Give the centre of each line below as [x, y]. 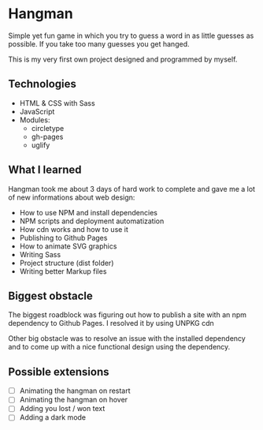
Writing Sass [40, 254]
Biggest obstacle [50, 295]
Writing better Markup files [63, 271]
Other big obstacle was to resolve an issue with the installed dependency [127, 338]
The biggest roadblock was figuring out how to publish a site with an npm [127, 315]
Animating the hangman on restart [75, 391]
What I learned [45, 170]
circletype [48, 128]
